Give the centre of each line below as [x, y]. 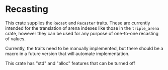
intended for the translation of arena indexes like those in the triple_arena [82, 28]
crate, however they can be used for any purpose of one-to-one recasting [82, 33]
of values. [16, 39]
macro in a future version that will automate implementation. [67, 54]
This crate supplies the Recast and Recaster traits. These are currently [78, 23]
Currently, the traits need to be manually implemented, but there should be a [84, 48]
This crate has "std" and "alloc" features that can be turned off [70, 63]
